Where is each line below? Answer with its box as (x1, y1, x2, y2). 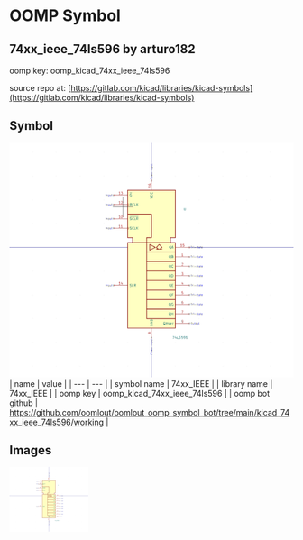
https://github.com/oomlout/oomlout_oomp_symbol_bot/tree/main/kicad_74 (9, 407, 290, 417)
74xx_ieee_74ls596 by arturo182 (9, 41, 196, 57)
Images (9, 443, 52, 458)
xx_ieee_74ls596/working (9, 416, 105, 427)
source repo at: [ (9, 83, 71, 93)
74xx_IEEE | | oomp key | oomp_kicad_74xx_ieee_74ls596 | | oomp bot (9, 388, 271, 398)
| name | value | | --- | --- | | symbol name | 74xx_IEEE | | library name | (9, 378, 273, 389)
